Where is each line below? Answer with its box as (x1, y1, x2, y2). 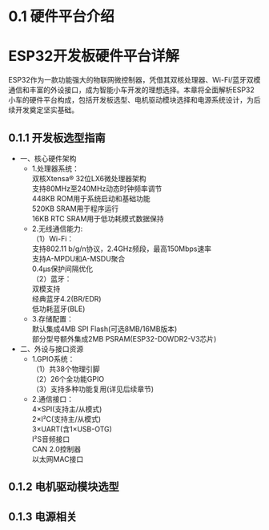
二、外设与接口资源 (19, 344, 84, 354)
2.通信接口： (31, 394, 74, 403)
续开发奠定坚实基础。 (8, 105, 78, 115)
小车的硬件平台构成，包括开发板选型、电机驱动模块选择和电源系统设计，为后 (8, 95, 261, 105)
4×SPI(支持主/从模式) (31, 404, 102, 414)
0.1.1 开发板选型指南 (8, 131, 106, 144)
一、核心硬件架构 (19, 153, 77, 163)
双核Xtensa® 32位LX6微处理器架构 (31, 173, 147, 183)
